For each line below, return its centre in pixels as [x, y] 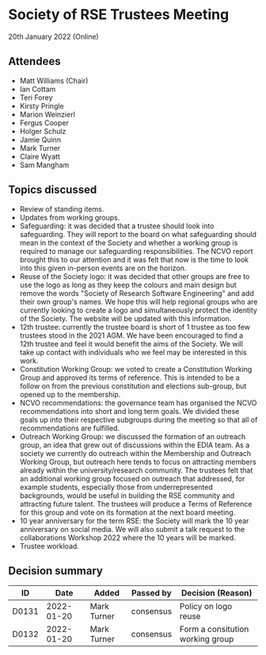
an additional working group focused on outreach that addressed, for [132, 478]
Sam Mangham [44, 165]
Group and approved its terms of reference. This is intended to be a [129, 377]
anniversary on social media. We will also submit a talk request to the [132, 529]
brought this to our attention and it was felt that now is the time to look [134, 259]
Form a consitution [214, 630]
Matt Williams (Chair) [54, 80]
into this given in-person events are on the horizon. [103, 268]
